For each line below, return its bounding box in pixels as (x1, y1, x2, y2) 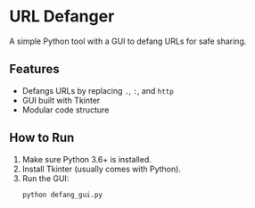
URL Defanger (9, 6, 115, 27)
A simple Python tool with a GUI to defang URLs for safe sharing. (9, 36, 247, 46)
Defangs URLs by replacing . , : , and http (21, 85, 174, 96)
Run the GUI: (21, 172, 70, 184)
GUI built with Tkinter (21, 95, 101, 105)
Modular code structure (21, 104, 110, 115)
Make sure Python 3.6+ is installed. (21, 154, 152, 164)
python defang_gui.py (21, 190, 103, 199)
